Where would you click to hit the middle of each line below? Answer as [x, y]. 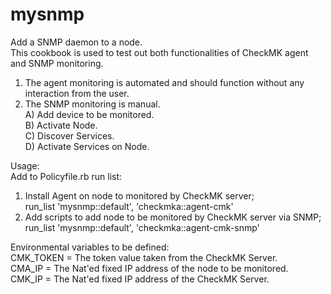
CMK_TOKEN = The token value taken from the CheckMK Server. [144, 257]
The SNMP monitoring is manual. [92, 104]
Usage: [25, 165]
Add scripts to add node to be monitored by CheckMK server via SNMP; [173, 217]
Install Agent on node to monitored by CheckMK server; [139, 195]
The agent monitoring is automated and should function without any [164, 82]
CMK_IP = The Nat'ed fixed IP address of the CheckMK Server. [140, 279]
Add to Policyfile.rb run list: [66, 176]
